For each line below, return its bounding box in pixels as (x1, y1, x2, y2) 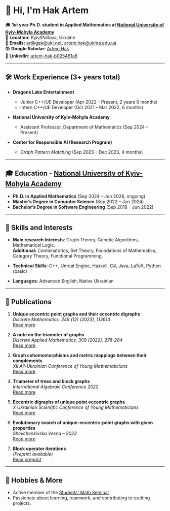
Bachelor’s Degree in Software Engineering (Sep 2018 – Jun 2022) (12, 204, 154, 210)
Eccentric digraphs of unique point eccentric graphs (12, 399, 125, 405)
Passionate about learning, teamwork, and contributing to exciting (12, 495, 150, 501)
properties (12, 425, 35, 431)
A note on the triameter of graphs (12, 332, 84, 338)
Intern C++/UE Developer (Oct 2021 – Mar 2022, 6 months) (20, 104, 143, 110)
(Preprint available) (12, 451, 53, 457)
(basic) (12, 268, 28, 274)
